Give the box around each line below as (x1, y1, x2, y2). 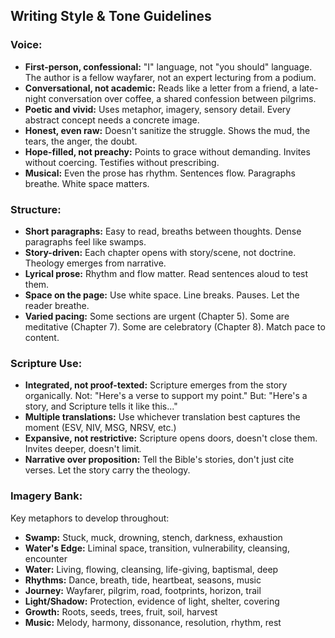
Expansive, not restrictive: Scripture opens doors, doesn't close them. (24, 432, 318, 444)
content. (24, 331, 60, 343)
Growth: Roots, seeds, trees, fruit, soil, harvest (24, 605, 218, 618)
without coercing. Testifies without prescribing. (24, 156, 220, 168)
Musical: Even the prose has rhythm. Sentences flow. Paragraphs (24, 167, 296, 179)
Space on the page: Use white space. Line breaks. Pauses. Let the (24, 289, 300, 301)
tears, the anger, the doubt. (24, 135, 138, 147)
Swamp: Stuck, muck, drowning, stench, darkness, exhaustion (24, 531, 283, 543)
